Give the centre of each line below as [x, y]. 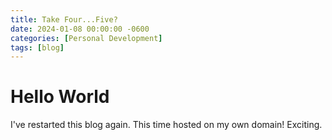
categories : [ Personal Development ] [86, 38]
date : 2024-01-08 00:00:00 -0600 [80, 29]
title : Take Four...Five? [64, 19]
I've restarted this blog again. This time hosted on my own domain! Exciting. [166, 125]
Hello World [60, 97]
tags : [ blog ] [37, 47]
